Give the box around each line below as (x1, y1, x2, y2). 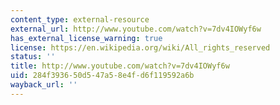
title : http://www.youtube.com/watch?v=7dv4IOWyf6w (10, 61, 230, 71)
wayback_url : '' (10, 80, 78, 90)
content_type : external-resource (10, 14, 150, 25)
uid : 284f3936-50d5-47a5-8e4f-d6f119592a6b (10, 71, 195, 81)
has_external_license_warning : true (10, 33, 163, 43)
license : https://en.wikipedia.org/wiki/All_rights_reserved (10, 42, 271, 53)
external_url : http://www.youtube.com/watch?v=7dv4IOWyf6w (10, 24, 262, 34)
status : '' (10, 52, 56, 62)
